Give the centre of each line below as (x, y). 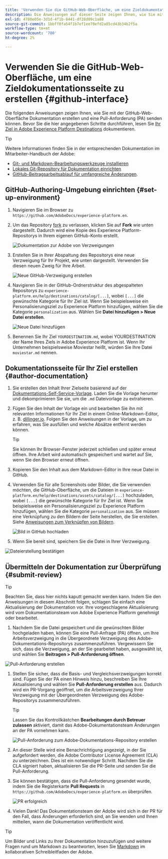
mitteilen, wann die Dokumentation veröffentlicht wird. (68, 822)
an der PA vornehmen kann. (41, 731)
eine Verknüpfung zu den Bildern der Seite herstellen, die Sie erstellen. (85, 517)
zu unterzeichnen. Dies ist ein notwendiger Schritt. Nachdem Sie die (83, 761)
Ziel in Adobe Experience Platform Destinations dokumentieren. (70, 129)
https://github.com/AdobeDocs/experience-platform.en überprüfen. (82, 792)
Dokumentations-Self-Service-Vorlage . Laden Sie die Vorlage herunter (85, 393)
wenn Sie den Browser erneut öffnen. (51, 460)
